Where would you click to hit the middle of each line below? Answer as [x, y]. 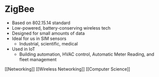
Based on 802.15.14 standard [41, 23]
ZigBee [20, 9]
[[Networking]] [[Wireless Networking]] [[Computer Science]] [68, 69]
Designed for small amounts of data [48, 33]
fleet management [38, 59]
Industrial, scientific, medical [48, 43]
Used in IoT [23, 49]
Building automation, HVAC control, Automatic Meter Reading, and [87, 54]
